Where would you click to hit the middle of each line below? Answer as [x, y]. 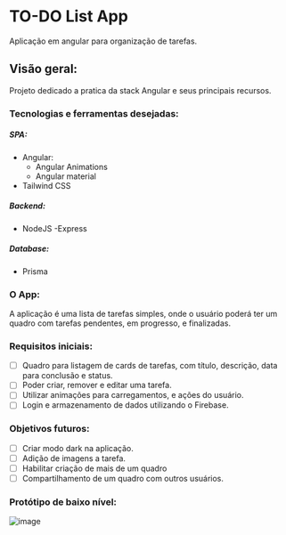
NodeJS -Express [54, 228]
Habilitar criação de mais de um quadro [94, 468]
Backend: [28, 206]
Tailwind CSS [46, 185]
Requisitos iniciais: [51, 346]
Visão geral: [44, 69]
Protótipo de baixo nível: [63, 502]
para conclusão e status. [67, 376]
